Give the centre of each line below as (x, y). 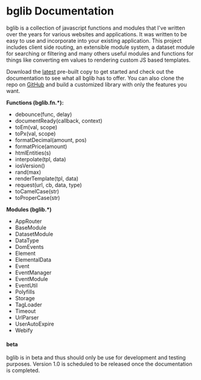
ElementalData (33, 259)
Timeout (25, 311)
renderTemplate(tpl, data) (46, 178)
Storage (25, 298)
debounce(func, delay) (43, 114)
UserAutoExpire (34, 324)
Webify (24, 330)
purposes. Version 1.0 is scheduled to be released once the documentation (99, 364)
